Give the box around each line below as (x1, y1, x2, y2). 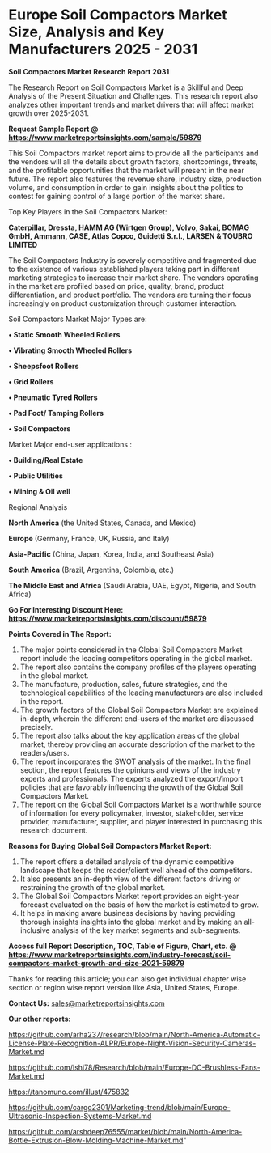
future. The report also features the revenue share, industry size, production (8, 174, 263, 184)
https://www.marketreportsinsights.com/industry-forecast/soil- (8, 949, 231, 960)
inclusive (19, 925, 50, 935)
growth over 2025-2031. (8, 108, 90, 118)
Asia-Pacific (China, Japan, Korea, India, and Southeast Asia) (8, 549, 214, 559)
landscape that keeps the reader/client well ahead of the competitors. (19, 865, 252, 875)
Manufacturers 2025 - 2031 (8, 40, 198, 58)
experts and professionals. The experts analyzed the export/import (19, 774, 243, 783)
